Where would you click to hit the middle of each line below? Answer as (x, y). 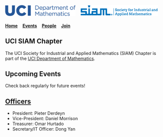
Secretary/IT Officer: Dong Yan (44, 129)
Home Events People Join (38, 26)
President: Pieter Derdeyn (39, 113)
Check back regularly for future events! (45, 86)
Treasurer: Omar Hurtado (38, 124)
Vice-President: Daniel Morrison (45, 119)
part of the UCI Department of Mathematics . (50, 58)
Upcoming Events (33, 74)
